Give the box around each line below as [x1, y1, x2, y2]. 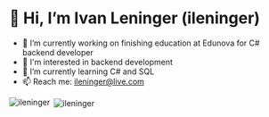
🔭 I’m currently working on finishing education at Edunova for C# [21, 38, 260, 48]
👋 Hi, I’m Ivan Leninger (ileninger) [9, 8, 261, 29]
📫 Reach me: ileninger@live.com [21, 76, 145, 87]
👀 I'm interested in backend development [21, 56, 174, 67]
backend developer [21, 46, 94, 57]
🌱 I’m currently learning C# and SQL [21, 66, 155, 77]
